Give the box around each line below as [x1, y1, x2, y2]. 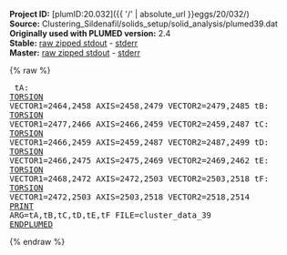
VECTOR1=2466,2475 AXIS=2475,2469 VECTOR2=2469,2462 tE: [9, 156, 270, 166]
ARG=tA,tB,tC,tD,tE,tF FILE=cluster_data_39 [9, 210, 212, 220]
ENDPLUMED [9, 219, 53, 229]
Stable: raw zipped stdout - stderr [9, 37, 138, 48]
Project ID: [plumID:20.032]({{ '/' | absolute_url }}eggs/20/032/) [9, 9, 251, 19]
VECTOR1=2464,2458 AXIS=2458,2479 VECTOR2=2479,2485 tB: [9, 101, 270, 111]
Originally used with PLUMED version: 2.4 [9, 28, 171, 38]
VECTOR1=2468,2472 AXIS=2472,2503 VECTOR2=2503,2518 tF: [9, 174, 270, 184]
